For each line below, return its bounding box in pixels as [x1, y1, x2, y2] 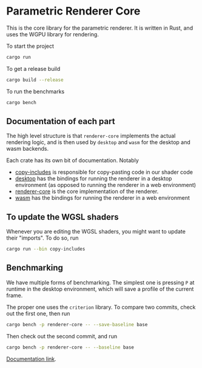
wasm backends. [6, 145, 49, 153]
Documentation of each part [6, 116, 115, 126]
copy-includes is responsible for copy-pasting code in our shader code [15, 168, 193, 176]
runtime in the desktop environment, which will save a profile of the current [6, 285, 194, 292]
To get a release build [6, 65, 61, 72]
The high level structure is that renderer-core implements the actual [6, 132, 176, 140]
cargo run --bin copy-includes [6, 246, 86, 252]
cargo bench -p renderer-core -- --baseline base [6, 344, 135, 350]
